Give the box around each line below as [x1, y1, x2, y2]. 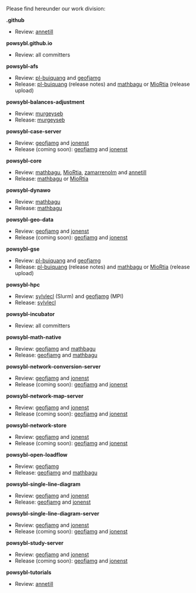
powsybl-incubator [6, 311, 55, 317]
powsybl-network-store [6, 422, 67, 429]
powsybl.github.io [6, 40, 52, 46]
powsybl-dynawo [6, 187, 51, 193]
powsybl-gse [6, 245, 40, 252]
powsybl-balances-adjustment [6, 98, 85, 105]
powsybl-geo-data [6, 216, 54, 223]
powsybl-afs [6, 63, 39, 70]
